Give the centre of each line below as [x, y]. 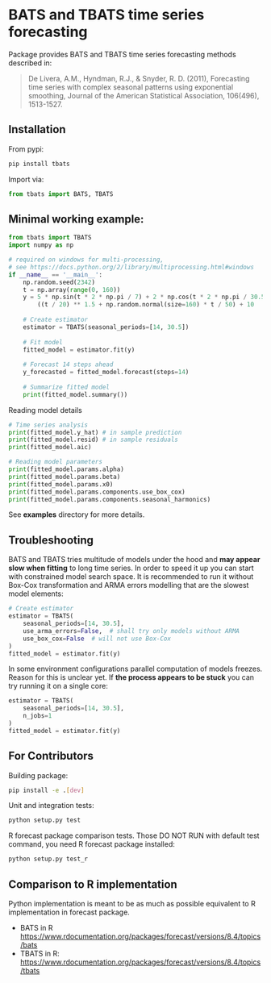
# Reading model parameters [56, 462]
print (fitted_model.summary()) [75, 394]
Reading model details [45, 410]
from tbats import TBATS [50, 238]
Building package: [38, 775]
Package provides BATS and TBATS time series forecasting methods [122, 54]
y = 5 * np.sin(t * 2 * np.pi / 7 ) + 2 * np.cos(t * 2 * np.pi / [135, 297]
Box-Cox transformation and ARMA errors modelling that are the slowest [129, 585]
